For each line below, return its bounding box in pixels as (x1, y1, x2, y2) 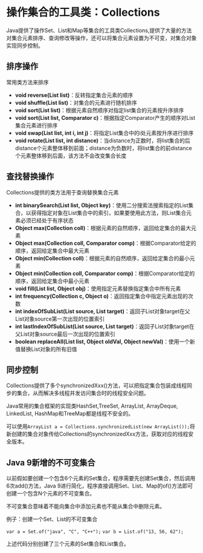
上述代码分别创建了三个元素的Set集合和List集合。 (6, 540, 129, 548)
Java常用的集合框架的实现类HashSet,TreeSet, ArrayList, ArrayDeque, (6, 402, 178, 409)
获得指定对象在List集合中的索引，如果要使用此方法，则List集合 (31, 209, 187, 216)
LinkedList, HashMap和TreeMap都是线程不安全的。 (6, 410, 134, 417)
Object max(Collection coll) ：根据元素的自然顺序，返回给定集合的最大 (14, 224, 192, 231)
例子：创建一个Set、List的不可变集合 (6, 515, 98, 523)
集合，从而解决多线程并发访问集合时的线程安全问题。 (16, 389, 149, 397)
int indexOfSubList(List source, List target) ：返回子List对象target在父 (14, 307, 190, 315)
